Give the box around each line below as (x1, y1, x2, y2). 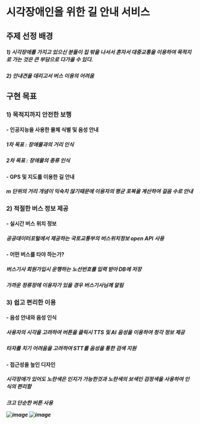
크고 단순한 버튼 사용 (6, 399, 53, 406)
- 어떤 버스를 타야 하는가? (6, 251, 65, 258)
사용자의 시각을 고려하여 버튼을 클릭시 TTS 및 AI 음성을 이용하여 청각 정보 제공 (6, 328, 185, 336)
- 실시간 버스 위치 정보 (6, 220, 57, 227)
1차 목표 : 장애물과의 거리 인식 (6, 141, 74, 148)
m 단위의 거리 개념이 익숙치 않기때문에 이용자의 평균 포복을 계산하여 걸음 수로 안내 (6, 188, 193, 195)
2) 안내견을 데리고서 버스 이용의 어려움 (6, 72, 94, 79)
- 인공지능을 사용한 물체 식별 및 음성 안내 (6, 126, 99, 134)
